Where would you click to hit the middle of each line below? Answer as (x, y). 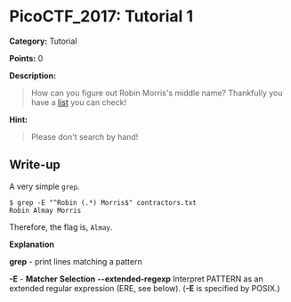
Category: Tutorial (43, 41)
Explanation (32, 244)
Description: (32, 75)
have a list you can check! (79, 102)
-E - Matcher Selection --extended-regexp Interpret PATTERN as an (137, 279)
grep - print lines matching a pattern (76, 261)
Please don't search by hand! (85, 136)
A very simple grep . (44, 186)
